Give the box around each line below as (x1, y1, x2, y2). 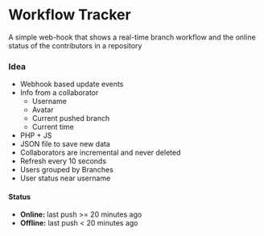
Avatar (31, 105, 54, 114)
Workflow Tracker (8, 6, 131, 24)
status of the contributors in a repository (8, 40, 142, 50)
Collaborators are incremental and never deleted (19, 147, 181, 158)
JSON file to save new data (19, 139, 111, 149)
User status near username (19, 173, 111, 183)
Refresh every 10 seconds (19, 156, 107, 166)
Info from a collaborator (19, 88, 99, 97)
